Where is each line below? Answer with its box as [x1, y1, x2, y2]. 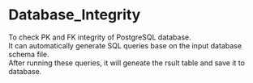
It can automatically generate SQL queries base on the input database [8, 40, 242, 50]
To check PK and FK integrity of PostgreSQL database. [8, 32, 192, 42]
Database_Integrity [8, 6, 141, 24]
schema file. [8, 49, 50, 59]
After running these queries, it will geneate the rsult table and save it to [8, 58, 246, 68]
